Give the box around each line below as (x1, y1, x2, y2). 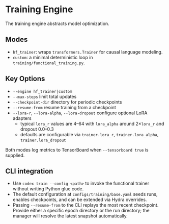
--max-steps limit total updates (12, 93, 77, 99)
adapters (12, 115, 32, 121)
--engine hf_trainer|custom (12, 89, 72, 94)
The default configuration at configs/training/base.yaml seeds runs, (12, 191, 158, 197)
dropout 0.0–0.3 (20, 126, 54, 132)
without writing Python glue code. (12, 186, 84, 192)
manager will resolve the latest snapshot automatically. (12, 213, 128, 219)
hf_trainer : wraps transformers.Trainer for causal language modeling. (12, 48, 163, 55)
